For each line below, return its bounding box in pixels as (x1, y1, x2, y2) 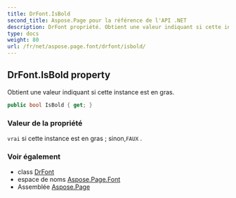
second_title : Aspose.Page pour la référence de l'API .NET (7, 17, 188, 24)
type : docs (7, 30, 39, 37)
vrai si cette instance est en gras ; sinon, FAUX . (7, 134, 143, 142)
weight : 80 (7, 37, 39, 44)
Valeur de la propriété (7, 118, 83, 128)
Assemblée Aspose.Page (17, 182, 91, 191)
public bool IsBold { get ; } (7, 101, 93, 109)
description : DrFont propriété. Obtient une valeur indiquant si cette (7, 23, 221, 30)
